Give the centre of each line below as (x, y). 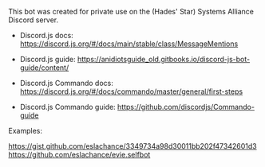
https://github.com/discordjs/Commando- (186, 107)
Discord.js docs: (46, 35)
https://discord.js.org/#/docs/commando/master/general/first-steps (131, 91)
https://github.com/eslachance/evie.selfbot (79, 155)
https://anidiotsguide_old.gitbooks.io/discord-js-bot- (163, 59)
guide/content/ (44, 68)
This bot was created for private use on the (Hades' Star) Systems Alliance (131, 12)
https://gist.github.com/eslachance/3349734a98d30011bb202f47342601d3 (132, 146)
